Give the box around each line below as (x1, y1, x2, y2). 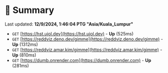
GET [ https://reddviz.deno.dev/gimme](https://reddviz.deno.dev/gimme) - (12, 36, 163, 42)
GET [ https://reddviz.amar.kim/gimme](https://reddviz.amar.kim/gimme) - (12, 46, 162, 52)
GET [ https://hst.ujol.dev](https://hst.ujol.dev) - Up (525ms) (12, 30, 134, 36)
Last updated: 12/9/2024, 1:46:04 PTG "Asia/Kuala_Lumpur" (5, 21, 134, 27)
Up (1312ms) (12, 41, 38, 47)
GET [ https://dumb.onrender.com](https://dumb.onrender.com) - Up (12, 57, 151, 63)
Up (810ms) (12, 52, 36, 58)
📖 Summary (5, 4, 54, 16)
